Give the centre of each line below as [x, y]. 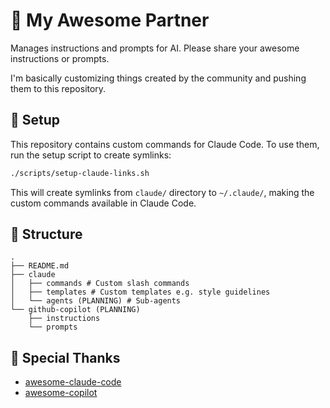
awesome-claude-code [73, 382]
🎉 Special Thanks [65, 357]
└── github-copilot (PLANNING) [75, 310]
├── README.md [40, 266]
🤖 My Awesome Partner [110, 20]
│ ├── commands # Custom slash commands [100, 284]
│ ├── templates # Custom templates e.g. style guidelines [140, 292]
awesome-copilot [61, 393]
